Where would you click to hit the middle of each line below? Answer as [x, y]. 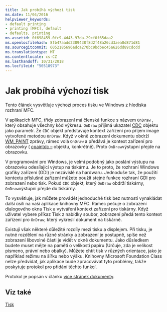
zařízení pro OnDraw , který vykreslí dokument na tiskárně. [64, 220]
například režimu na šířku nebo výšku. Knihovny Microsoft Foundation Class [83, 256]
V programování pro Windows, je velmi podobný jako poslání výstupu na [80, 162]
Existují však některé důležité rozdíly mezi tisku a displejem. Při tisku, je [79, 229]
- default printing [26, 24]
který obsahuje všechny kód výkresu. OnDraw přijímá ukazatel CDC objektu [82, 125]
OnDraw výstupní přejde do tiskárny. [41, 189]
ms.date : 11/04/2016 [27, 15]
